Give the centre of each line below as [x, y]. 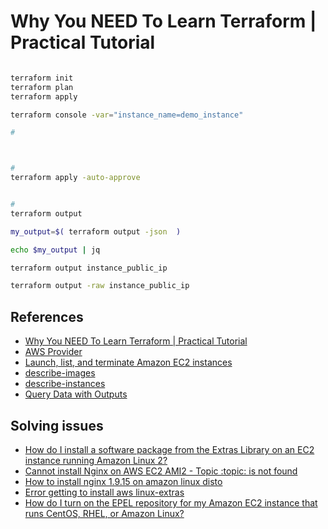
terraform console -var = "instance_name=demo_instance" [127, 115]
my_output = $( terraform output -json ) [96, 231]
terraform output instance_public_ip [89, 268]
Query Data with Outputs [76, 394]
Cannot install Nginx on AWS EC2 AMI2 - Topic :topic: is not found [161, 471]
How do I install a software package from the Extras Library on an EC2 [169, 449]
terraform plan [42, 87]
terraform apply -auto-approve [75, 178]
